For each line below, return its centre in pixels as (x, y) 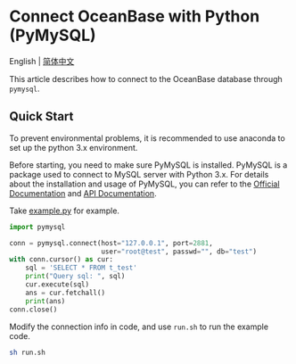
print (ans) (45, 301)
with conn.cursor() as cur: (62, 260)
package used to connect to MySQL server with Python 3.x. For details (139, 174)
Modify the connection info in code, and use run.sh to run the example (139, 327)
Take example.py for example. (65, 211)
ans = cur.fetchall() (65, 293)
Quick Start (41, 116)
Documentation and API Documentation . (83, 193)
